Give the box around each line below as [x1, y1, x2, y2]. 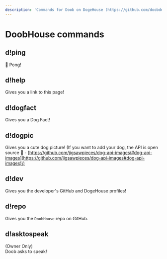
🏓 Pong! [5, 62, 21, 68]
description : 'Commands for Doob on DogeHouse [5, 7, 103, 12]
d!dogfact [5, 103, 36, 112]
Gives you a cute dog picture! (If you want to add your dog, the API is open [5, 145, 158, 151]
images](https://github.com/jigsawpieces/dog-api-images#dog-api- [5, 155, 145, 161]
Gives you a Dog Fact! [5, 117, 51, 123]
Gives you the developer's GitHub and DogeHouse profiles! [5, 187, 127, 194]
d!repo [5, 202, 26, 211]
